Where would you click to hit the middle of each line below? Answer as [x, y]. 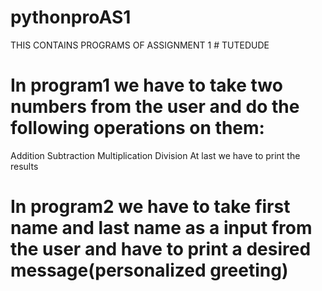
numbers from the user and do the [155, 107]
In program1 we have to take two [146, 85]
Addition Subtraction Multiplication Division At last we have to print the [155, 155]
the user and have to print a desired [161, 249]
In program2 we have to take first [150, 207]
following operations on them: [137, 128]
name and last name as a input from [161, 228]
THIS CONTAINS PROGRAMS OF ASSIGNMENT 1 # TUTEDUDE [140, 45]
